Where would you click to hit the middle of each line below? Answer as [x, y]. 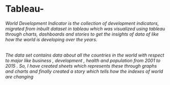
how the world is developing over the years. [51, 39]
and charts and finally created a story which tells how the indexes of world [84, 71]
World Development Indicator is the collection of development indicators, [82, 23]
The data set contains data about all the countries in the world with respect [85, 55]
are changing [19, 77]
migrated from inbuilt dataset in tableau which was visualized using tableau [85, 29]
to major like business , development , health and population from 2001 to [83, 61]
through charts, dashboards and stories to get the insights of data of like [82, 34]
